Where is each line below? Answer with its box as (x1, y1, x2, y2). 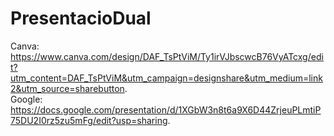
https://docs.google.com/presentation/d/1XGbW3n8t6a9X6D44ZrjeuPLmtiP (10, 103, 322, 116)
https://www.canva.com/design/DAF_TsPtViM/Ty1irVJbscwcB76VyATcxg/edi (10, 50, 324, 62)
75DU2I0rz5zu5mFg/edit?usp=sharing (10, 114, 168, 126)
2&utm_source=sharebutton (10, 82, 125, 94)
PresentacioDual (10, 7, 152, 30)
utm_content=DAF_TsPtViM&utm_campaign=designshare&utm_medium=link (10, 72, 323, 84)
